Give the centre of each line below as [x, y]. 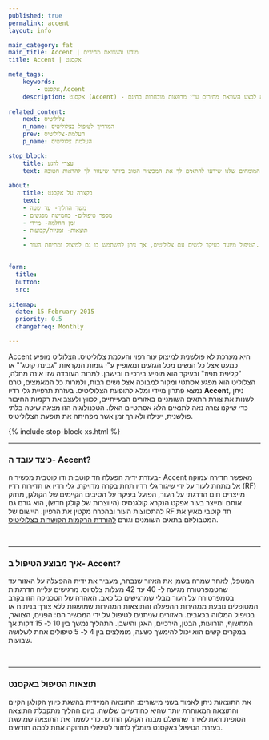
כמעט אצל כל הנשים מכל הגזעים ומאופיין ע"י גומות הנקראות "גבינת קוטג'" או [123, 364]
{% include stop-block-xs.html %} [64, 431]
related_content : [37, 112]
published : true [35, 16]
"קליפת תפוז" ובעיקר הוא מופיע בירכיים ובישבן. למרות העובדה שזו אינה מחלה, [125, 373]
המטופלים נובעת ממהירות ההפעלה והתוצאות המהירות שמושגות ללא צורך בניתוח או [133, 606]
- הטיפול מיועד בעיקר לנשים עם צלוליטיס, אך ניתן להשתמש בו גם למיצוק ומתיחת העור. [141, 245]
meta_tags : [26, 74]
